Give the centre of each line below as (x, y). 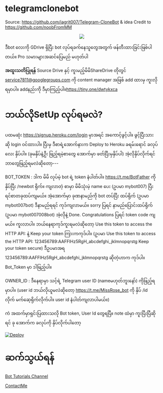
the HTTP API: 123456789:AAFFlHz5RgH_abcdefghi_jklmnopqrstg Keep (77, 241)
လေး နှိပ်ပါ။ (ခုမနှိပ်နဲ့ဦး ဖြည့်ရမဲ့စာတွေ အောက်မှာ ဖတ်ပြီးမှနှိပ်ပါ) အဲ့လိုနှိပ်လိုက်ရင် (80, 153)
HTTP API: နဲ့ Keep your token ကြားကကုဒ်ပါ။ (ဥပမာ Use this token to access (80, 233)
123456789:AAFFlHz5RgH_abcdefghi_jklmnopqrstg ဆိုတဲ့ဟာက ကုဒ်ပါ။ (75, 257)
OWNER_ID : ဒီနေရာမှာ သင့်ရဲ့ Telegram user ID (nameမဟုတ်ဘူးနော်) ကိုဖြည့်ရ (80, 281)
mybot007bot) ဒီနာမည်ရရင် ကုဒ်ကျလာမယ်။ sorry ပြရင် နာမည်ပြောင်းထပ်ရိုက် (79, 205)
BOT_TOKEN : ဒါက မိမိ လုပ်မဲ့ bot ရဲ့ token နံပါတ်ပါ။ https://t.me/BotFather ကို (81, 177)
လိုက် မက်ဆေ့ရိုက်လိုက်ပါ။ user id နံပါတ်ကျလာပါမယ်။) (57, 299)
